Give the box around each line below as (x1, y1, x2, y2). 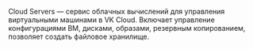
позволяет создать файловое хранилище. (8, 32, 150, 41)
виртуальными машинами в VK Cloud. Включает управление (8, 15, 216, 24)
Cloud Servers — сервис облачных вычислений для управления (8, 7, 225, 16)
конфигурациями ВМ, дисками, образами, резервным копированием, (8, 24, 246, 32)
